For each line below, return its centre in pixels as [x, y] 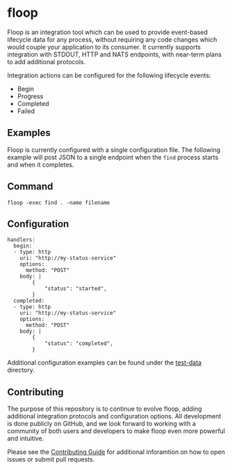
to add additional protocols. [46, 61]
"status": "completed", [78, 344]
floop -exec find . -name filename [59, 203]
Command [30, 187]
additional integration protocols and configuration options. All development [114, 416]
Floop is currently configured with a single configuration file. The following [114, 150]
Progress [30, 96]
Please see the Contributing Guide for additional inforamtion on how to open [116, 452]
